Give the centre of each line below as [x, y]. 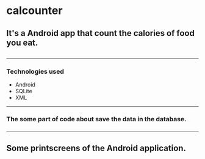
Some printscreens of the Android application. [96, 148]
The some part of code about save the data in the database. [96, 119]
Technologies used [35, 71]
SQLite [23, 91]
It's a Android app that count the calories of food [101, 33]
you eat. [22, 42]
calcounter [34, 11]
